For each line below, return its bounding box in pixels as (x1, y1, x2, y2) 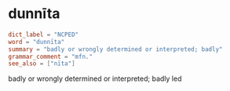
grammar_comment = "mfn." (8, 53, 93, 60)
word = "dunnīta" (8, 38, 65, 45)
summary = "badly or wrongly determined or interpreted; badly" (8, 45, 223, 53)
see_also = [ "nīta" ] (8, 60, 76, 67)
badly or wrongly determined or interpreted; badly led (8, 74, 182, 83)
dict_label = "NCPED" (8, 31, 79, 38)
